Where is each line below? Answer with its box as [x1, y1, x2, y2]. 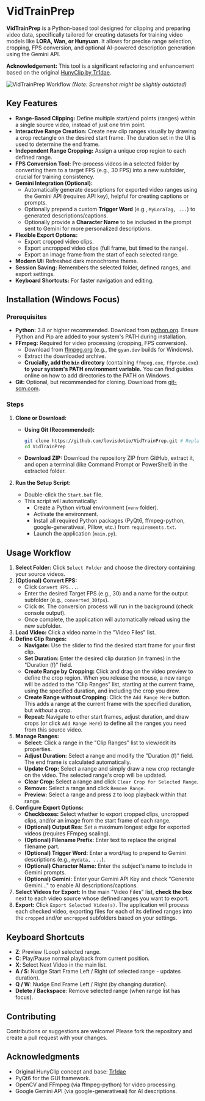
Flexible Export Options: [15, 231, 78, 239]
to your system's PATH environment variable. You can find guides [24, 365, 193, 373]
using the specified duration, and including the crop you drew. [24, 687, 181, 694]
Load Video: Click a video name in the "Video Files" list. [15, 629, 156, 636]
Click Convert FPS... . [24, 583, 79, 590]
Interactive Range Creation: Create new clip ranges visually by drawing [15, 127, 196, 135]
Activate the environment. [33, 511, 99, 518]
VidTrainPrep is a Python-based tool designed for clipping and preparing [6, 24, 191, 32]
